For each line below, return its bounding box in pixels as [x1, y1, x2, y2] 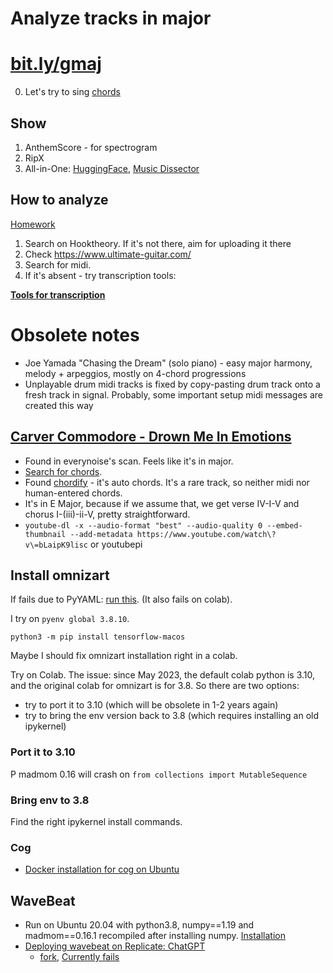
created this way [24, 399, 94, 411]
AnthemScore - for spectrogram [24, 141, 158, 153]
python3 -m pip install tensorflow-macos [10, 632, 186, 642]
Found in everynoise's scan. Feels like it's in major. [24, 455, 234, 467]
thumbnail [24, 529, 67, 539]
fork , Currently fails [39, 951, 120, 963]
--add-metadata [69, 529, 133, 539]
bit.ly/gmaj [10, 53, 102, 76]
